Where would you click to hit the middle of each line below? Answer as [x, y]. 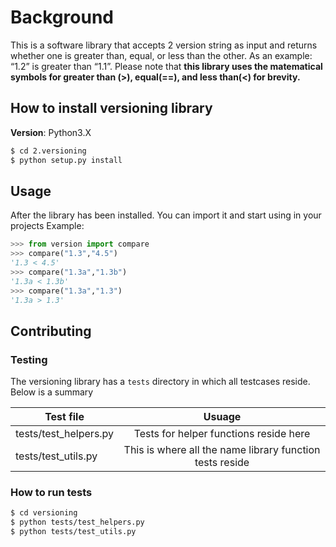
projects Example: [47, 226]
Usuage [222, 417]
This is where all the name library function [222, 450]
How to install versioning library [111, 108]
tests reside [222, 463]
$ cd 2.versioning [48, 151]
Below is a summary [52, 392]
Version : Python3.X [51, 132]
